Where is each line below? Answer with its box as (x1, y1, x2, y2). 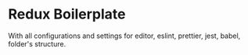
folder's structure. (8, 39, 66, 48)
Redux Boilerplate (8, 5, 126, 23)
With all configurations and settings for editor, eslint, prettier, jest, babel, (8, 31, 241, 40)
